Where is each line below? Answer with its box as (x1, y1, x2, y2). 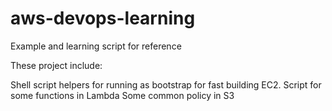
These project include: (10, 59, 103, 71)
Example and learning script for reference (10, 40, 182, 52)
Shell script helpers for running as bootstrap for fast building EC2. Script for (10, 78, 322, 91)
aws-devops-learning (10, 7, 196, 30)
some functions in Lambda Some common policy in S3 (10, 89, 235, 101)
